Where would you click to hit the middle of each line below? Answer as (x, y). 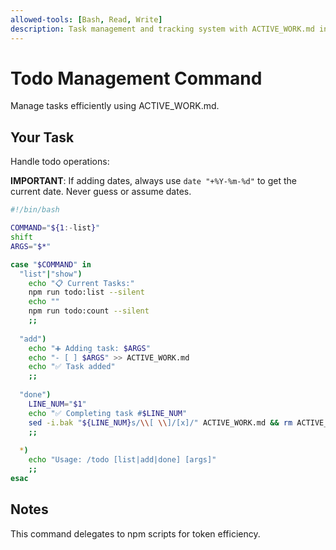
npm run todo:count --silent (89, 311)
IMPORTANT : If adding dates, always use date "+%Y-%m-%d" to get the (153, 181)
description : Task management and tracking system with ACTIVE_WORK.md (162, 29)
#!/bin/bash (35, 210)
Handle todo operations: (60, 162)
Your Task (42, 137)
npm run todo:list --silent (86, 292)
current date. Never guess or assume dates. (101, 192)
